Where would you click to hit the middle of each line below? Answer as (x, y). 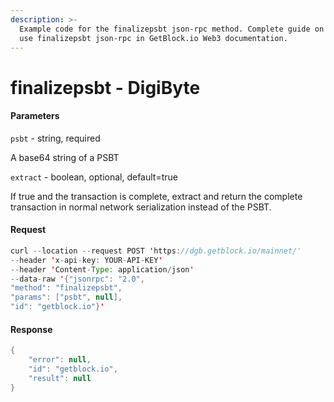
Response (31, 329)
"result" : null (60, 378)
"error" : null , (60, 360)
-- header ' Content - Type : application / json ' (102, 269)
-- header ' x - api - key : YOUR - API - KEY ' (86, 260)
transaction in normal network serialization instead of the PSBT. (141, 207)
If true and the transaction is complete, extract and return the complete (156, 196)
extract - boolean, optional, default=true (94, 177)
